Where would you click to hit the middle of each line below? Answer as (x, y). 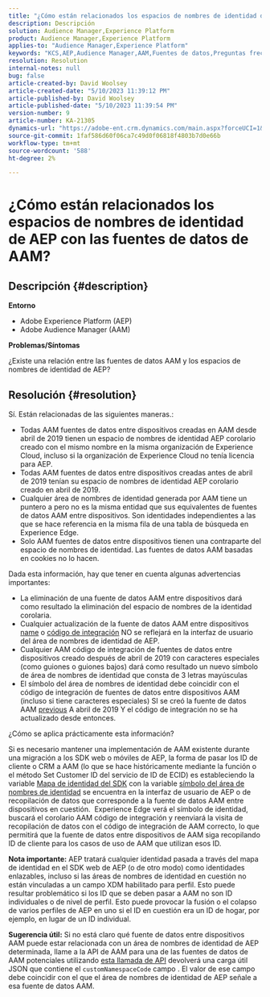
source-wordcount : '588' (50, 151)
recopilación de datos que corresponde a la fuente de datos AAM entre (126, 801)
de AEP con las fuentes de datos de (129, 239)
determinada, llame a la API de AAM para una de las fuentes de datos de (129, 952)
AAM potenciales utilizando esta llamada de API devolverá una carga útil (128, 961)
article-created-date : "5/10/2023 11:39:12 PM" (90, 91)
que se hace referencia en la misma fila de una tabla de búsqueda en (134, 524)
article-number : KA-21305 (51, 121)
